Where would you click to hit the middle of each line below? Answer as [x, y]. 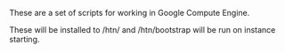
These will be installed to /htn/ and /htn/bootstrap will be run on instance [142, 30]
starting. [24, 39]
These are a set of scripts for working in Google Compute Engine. [130, 13]
